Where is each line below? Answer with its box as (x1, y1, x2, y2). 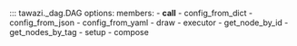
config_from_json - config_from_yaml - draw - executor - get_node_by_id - (9, 17, 289, 28)
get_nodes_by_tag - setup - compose (9, 27, 150, 37)
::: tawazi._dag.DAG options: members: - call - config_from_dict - (9, 8, 252, 18)
